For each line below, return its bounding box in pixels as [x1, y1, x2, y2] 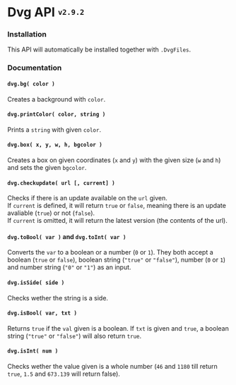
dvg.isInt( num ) [7, 348, 59, 355]
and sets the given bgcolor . [7, 164, 87, 172]
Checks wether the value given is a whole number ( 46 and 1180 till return [7, 362, 218, 371]
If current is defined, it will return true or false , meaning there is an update [7, 202, 226, 210]
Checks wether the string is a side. [7, 293, 108, 302]
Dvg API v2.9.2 [7, 4, 85, 20]
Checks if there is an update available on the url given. [7, 194, 168, 202]
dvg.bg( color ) [7, 80, 55, 87]
